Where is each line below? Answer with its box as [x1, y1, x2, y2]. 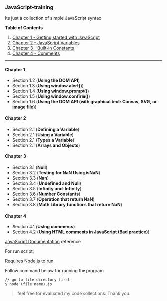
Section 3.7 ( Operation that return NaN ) [12, 196, 95, 202]
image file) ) [12, 104, 37, 110]
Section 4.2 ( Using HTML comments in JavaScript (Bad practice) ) [12, 229, 150, 235]
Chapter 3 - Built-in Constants [12, 45, 75, 51]
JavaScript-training [5, 4, 54, 11]
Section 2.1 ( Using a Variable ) [12, 131, 74, 138]
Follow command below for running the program [5, 268, 104, 274]
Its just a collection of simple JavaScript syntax [5, 15, 102, 21]
